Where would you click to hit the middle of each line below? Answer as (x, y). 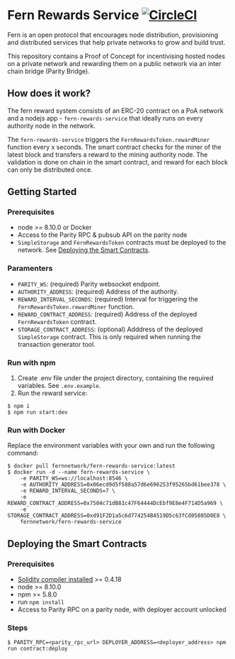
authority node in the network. (51, 126)
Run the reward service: (52, 393)
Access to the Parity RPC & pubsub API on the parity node (102, 235)
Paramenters (30, 268)
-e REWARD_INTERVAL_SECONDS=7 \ (68, 491)
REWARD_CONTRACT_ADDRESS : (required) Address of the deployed (107, 314)
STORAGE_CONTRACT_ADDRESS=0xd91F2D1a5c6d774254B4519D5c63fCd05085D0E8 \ (117, 516)
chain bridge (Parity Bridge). (48, 71)
